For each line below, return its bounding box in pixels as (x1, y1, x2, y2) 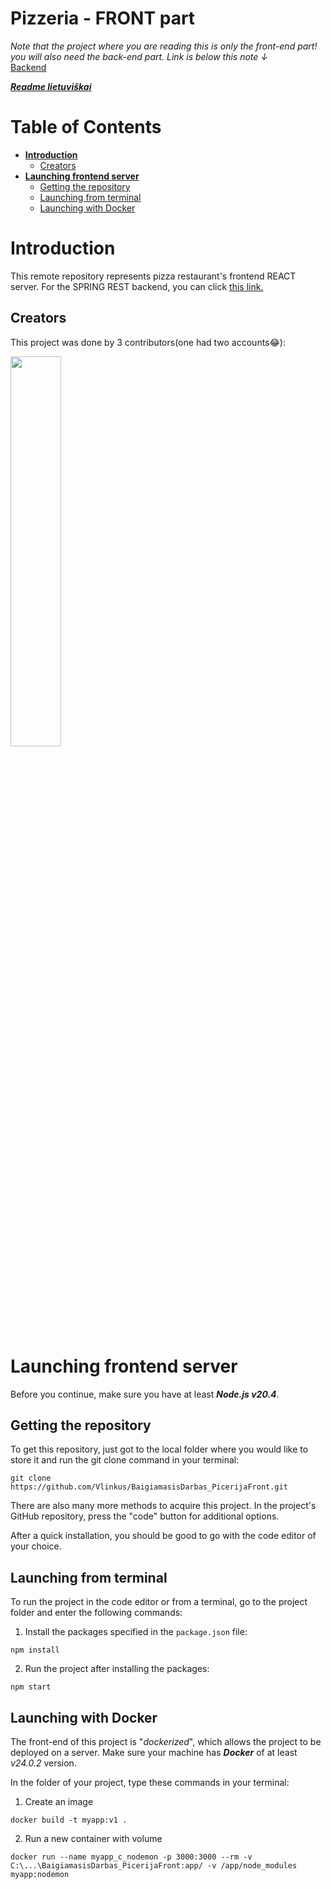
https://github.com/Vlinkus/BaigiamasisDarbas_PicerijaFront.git (10, 1482, 288, 1492)
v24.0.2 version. (10, 1757, 77, 1769)
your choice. (10, 1540, 62, 1552)
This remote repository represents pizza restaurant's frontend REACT (10, 270, 297, 282)
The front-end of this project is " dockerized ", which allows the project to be (10, 1736, 322, 1747)
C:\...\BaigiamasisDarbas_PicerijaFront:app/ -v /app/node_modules (10, 1861, 298, 1871)
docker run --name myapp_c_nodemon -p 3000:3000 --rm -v (10, 1852, 253, 1862)
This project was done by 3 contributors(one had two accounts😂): (10, 336, 286, 348)
